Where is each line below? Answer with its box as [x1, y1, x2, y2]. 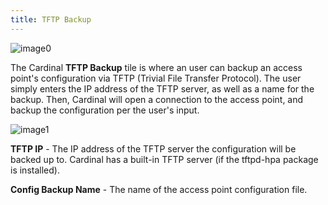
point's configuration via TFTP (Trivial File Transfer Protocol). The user [10, 72, 302, 84]
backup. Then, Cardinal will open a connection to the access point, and [10, 93, 304, 105]
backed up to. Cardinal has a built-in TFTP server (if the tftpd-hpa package [10, 153, 319, 165]
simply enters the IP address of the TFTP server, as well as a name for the [10, 82, 315, 95]
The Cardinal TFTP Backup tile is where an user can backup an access [10, 61, 303, 73]
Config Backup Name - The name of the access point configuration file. [10, 183, 308, 195]
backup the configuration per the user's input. [10, 104, 200, 116]
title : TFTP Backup [10, 14, 92, 25]
